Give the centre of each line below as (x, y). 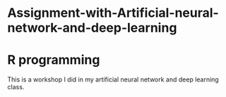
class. (16, 87)
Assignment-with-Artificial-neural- (113, 13)
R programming (54, 60)
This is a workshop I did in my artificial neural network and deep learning (113, 79)
